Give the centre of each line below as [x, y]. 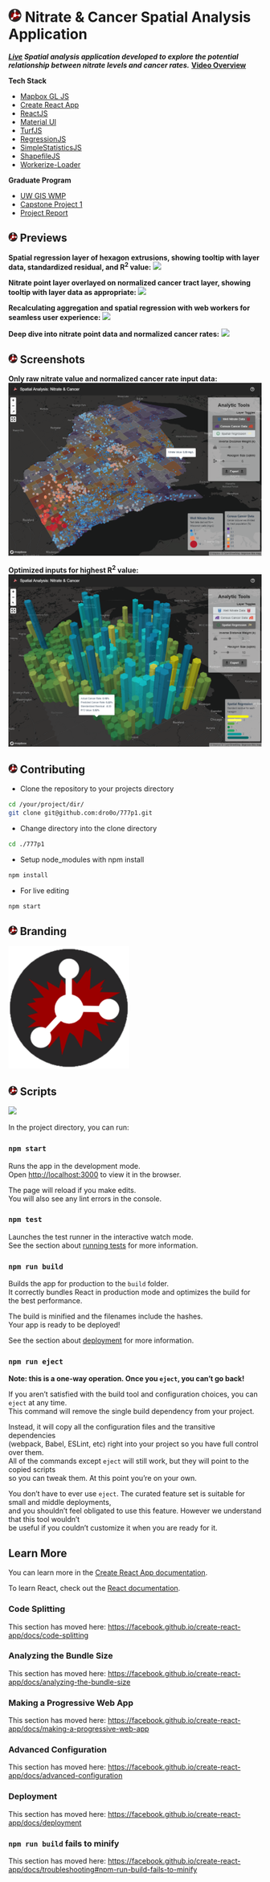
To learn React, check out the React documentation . [94, 1589]
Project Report [44, 212]
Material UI [38, 121]
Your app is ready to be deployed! [64, 1325]
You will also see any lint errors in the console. [85, 1199]
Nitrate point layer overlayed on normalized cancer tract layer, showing [130, 283]
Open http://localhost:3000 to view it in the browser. [95, 1175]
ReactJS [34, 113]
